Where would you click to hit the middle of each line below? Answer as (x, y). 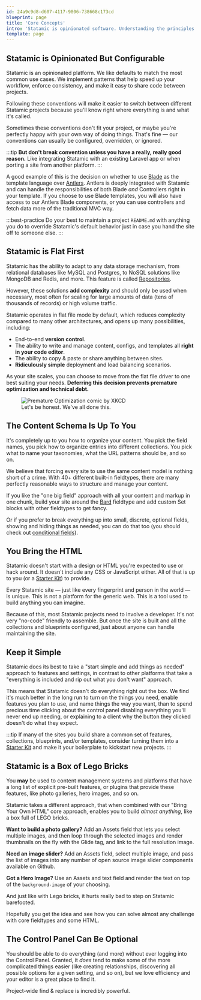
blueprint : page (26, 17)
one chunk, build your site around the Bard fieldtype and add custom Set (96, 502)
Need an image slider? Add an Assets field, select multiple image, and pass (100, 854)
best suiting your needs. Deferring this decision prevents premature (92, 382)
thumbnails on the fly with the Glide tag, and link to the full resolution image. (100, 842)
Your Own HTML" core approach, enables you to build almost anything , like (99, 811)
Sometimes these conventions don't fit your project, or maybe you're (91, 128)
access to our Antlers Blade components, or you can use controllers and (95, 202)
